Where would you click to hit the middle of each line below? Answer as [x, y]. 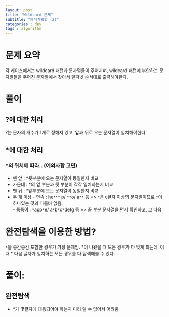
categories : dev [24, 24]
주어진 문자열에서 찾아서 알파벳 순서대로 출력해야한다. [75, 77]
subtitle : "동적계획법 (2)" [32, 19]
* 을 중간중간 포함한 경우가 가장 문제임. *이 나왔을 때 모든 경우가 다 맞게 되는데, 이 [85, 247]
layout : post [19, 10]
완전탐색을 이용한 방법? [51, 232]
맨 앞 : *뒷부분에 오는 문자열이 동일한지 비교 [55, 178]
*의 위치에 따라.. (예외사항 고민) [41, 166]
